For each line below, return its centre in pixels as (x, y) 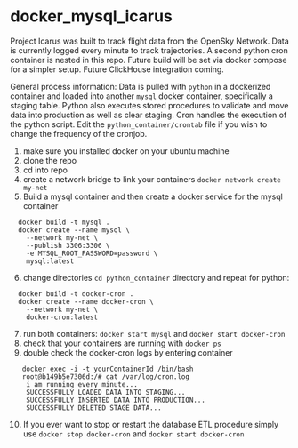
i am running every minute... (82, 384)
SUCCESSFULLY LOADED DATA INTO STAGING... (106, 392)
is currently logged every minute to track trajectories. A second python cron (149, 50)
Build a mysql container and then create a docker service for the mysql (153, 196)
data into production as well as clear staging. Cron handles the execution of (149, 115)
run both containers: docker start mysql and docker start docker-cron (154, 333)
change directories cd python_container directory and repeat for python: (156, 277)
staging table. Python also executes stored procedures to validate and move (149, 105)
